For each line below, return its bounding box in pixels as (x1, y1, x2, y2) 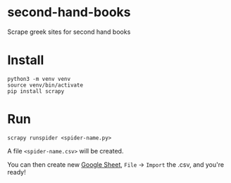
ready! (7, 168, 26, 176)
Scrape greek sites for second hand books (7, 27, 131, 36)
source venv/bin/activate (7, 82, 83, 89)
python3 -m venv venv (7, 75, 71, 82)
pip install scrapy (7, 87, 65, 95)
